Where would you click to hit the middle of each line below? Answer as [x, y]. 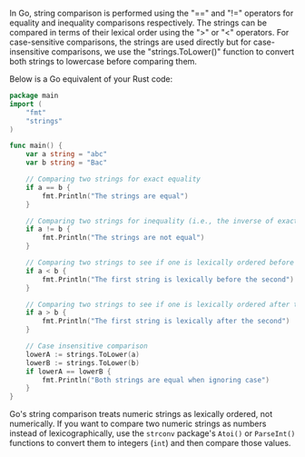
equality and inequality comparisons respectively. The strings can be [138, 23]
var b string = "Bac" [66, 163]
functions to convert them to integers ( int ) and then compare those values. [150, 443]
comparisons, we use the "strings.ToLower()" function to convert [173, 52]
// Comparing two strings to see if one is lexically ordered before [160, 263]
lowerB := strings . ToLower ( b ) [83, 363]
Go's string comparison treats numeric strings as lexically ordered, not [141, 414]
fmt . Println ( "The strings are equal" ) [115, 196]
